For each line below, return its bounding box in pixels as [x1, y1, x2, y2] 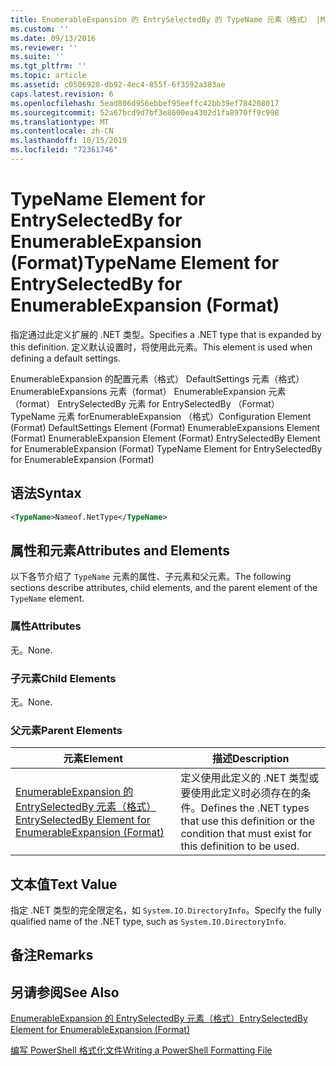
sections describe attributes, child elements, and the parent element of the [10, 582, 318, 594]
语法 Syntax [10, 485, 82, 502]
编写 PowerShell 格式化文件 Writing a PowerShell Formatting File [10, 1044, 273, 1056]
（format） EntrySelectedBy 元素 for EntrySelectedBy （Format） [10, 397, 280, 410]
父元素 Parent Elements [10, 723, 123, 737]
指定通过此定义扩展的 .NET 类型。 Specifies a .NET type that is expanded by [10, 328, 322, 340]
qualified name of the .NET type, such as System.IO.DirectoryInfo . [10, 916, 287, 928]
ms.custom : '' [10, 24, 70, 34]
